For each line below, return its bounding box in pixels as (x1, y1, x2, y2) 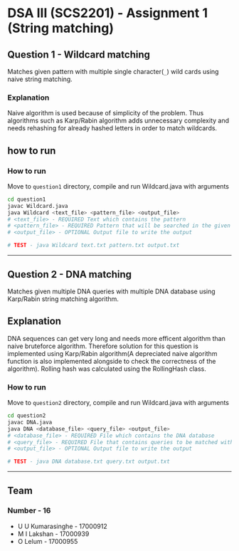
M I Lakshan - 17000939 (17, 529, 90, 538)
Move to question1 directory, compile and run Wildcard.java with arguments (7, 182, 230, 190)
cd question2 (7, 412, 46, 419)
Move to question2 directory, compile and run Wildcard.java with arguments (7, 399, 230, 407)
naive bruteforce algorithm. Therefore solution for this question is (7, 342, 199, 350)
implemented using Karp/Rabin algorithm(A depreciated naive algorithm (7, 349, 218, 357)
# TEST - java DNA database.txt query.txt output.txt (7, 458, 171, 466)
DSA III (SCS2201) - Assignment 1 (7, 5, 208, 21)
